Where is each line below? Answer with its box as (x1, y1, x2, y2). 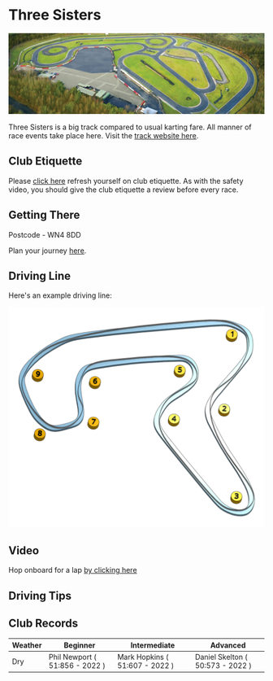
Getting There (8, 208, 80, 222)
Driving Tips (8, 588, 71, 603)
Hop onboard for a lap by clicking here (8, 565, 137, 575)
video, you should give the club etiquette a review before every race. (8, 185, 239, 194)
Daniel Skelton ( (194, 653, 248, 662)
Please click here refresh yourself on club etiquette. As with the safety (8, 176, 244, 186)
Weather (11, 640, 42, 650)
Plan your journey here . (8, 246, 87, 255)
